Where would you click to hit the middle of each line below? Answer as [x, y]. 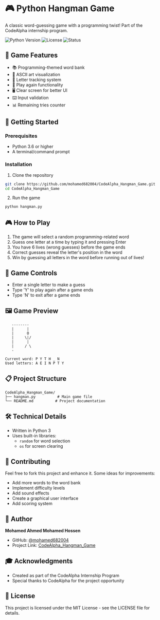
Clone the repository [33, 175]
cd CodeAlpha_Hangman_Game [32, 188]
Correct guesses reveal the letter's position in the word [67, 252]
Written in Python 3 [31, 431]
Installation [19, 165]
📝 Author [19, 519]
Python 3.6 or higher [33, 146]
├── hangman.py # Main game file [49, 397]
